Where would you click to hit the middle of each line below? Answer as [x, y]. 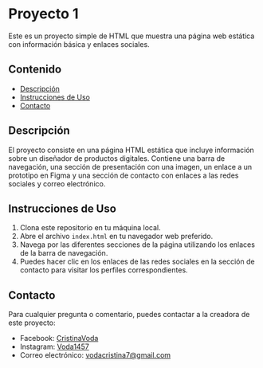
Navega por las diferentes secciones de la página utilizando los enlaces [137, 245]
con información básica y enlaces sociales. [79, 44]
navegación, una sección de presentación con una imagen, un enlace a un [130, 166]
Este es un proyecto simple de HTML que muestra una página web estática [131, 36]
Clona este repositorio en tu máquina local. [90, 228]
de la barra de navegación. [64, 253]
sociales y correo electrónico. [57, 183]
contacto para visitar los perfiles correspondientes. [104, 270]
